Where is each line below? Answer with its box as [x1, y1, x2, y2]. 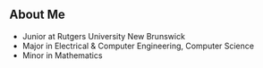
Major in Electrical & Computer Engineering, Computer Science [21, 40, 255, 51]
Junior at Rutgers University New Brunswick [21, 30, 186, 41]
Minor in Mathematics [21, 49, 103, 61]
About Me [9, 7, 65, 22]
